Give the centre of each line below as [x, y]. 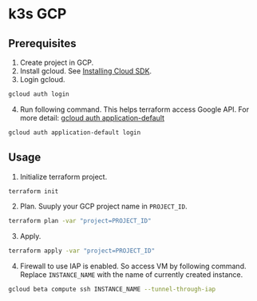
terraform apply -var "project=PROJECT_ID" [82, 251]
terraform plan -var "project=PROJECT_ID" [80, 221]
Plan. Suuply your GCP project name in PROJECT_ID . [103, 206]
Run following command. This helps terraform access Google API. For [134, 109]
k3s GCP [38, 14]
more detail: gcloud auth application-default [92, 117]
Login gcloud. [42, 79]
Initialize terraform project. [63, 176]
